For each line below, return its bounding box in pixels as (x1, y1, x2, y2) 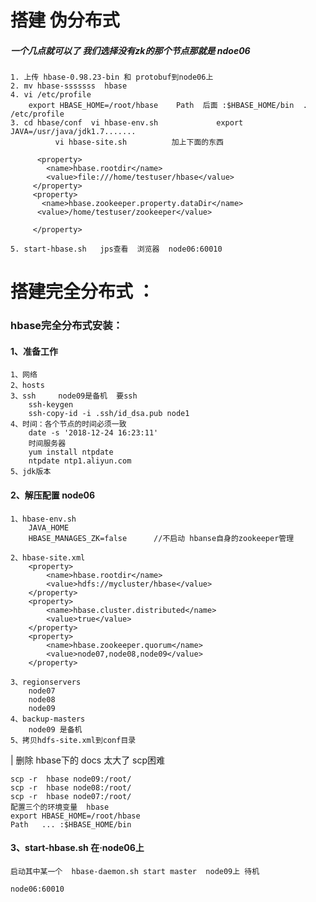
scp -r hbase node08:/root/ (10, 782, 132, 793)
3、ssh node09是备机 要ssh (10, 391, 138, 401)
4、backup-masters (10, 714, 86, 724)
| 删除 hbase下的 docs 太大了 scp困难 (10, 754, 166, 766)
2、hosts (10, 381, 45, 391)
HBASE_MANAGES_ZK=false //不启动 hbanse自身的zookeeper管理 (28, 533, 295, 543)
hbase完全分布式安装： (10, 319, 123, 333)
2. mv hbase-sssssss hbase (10, 81, 128, 91)
